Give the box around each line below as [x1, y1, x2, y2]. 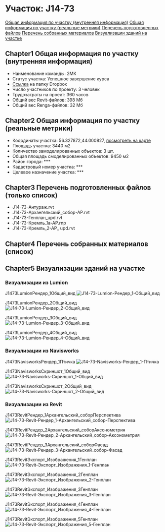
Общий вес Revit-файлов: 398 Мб [12, 97, 83, 103]
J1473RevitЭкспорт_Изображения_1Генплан [5, 457, 97, 463]
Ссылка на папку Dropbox [12, 81, 67, 87]
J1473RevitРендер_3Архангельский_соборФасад [5, 442, 108, 448]
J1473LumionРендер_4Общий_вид [5, 330, 77, 336]
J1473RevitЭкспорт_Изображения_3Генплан [5, 486, 98, 492]
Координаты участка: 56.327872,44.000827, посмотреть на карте [12, 137, 151, 143]
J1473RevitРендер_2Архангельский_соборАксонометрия [5, 427, 125, 433]
